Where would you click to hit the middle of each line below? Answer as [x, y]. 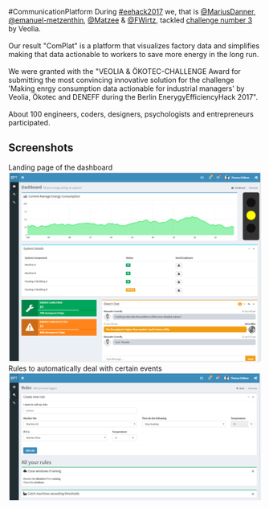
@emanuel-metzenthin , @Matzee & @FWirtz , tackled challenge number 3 [130, 20]
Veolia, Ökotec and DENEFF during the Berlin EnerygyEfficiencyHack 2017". [133, 97]
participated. [29, 123]
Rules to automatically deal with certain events [85, 368]
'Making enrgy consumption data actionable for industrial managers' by [126, 88]
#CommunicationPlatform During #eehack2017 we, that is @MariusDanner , [132, 12]
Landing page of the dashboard [61, 167]
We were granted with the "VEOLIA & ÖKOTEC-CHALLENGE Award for [124, 71]
